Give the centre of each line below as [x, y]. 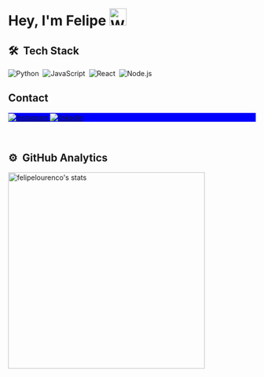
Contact [28, 98]
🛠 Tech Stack [44, 51]
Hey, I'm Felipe [57, 21]
